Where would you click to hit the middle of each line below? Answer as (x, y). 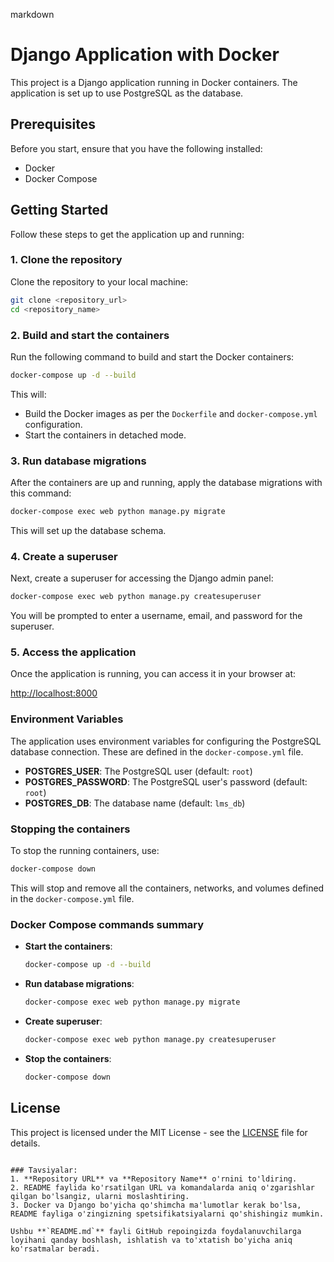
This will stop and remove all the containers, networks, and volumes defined (167, 888)
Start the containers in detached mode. (105, 435)
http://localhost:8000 (54, 693)
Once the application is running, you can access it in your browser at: (153, 674)
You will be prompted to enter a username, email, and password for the (156, 616)
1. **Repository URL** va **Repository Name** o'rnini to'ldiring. (154, 1179)
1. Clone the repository (66, 260)
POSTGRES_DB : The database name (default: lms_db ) (135, 803)
